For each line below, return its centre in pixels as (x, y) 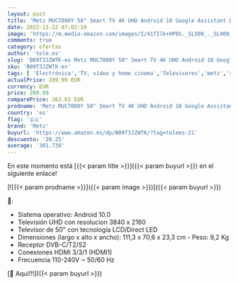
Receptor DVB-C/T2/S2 (52, 245)
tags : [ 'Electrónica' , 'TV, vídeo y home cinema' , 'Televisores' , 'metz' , (117, 73)
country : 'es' (28, 113)
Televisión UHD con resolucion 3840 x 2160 (82, 222)
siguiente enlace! (32, 174)
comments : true (30, 40)
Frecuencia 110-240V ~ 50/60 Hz (66, 260)
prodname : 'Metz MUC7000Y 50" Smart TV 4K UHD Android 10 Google (106, 106)
